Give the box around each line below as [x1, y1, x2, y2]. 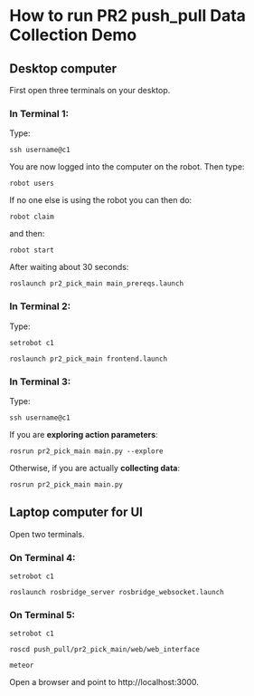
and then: [9, 228, 45, 239]
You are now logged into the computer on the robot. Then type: [9, 161, 245, 172]
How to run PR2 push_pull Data [9, 5, 247, 26]
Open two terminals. [9, 528, 85, 539]
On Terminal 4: [9, 551, 76, 564]
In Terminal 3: [9, 375, 71, 388]
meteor [9, 661, 34, 671]
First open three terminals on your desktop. [9, 85, 171, 95]
